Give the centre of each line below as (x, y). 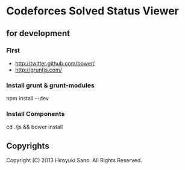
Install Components (36, 114)
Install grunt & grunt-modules (50, 85)
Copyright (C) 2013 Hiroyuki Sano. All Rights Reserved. (74, 160)
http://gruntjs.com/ (38, 70)
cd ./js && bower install (35, 127)
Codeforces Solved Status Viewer (93, 11)
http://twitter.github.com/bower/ (55, 63)
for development (38, 33)
